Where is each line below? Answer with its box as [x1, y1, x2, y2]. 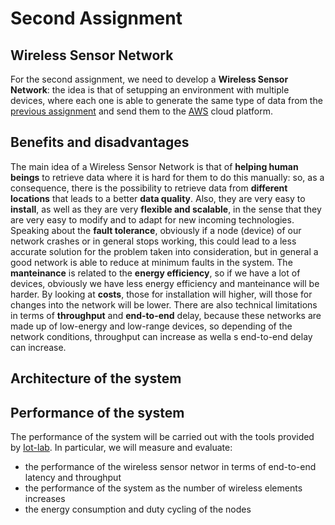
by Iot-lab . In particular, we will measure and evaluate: [10, 442, 233, 454]
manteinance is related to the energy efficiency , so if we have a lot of [10, 267, 301, 279]
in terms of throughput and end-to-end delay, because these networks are [10, 309, 322, 321]
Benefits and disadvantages [10, 134, 190, 151]
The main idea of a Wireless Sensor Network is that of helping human [10, 160, 299, 172]
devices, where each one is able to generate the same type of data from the [10, 95, 323, 106]
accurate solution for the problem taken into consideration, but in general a [10, 245, 319, 257]
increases [24, 493, 66, 505]
